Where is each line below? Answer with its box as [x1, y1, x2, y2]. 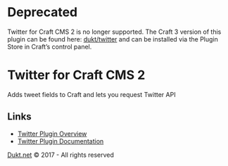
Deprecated [7, 4, 78, 20]
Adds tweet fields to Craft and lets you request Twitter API [7, 90, 176, 98]
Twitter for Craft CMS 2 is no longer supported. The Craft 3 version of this [7, 27, 222, 36]
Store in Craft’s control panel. [7, 42, 92, 51]
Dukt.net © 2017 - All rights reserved [7, 151, 115, 159]
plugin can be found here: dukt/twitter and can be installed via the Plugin [7, 34, 218, 43]
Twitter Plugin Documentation [17, 136, 104, 145]
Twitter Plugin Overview [17, 129, 87, 138]
